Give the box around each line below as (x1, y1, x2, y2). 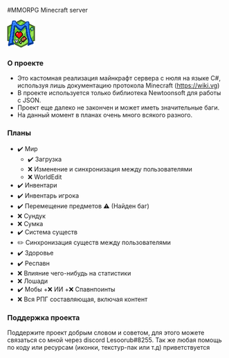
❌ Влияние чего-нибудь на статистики (17, 268, 131, 277)
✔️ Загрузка (27, 155, 62, 163)
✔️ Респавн (17, 259, 51, 267)
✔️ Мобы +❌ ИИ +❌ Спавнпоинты (17, 284, 116, 293)
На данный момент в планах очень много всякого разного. (17, 111, 193, 119)
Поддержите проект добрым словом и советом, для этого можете (7, 328, 205, 336)
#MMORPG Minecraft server (7, 6, 89, 14)
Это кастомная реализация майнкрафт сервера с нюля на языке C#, (17, 74, 221, 83)
